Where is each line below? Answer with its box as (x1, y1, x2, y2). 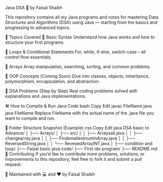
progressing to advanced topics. (5, 25, 70, 30)
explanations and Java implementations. (5, 93, 87, 99)
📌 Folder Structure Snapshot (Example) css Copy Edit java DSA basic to (5, 125, 149, 130)
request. (5, 161, 22, 167)
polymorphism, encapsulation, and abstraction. (5, 79, 100, 84)
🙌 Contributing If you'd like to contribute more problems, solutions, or (5, 151, 145, 157)
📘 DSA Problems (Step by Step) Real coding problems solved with (5, 88, 138, 93)
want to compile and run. (5, 116, 55, 121)
